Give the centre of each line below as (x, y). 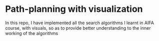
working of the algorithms (32, 33)
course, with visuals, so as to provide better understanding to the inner (78, 28)
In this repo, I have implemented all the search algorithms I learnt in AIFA (79, 23)
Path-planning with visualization (74, 9)
